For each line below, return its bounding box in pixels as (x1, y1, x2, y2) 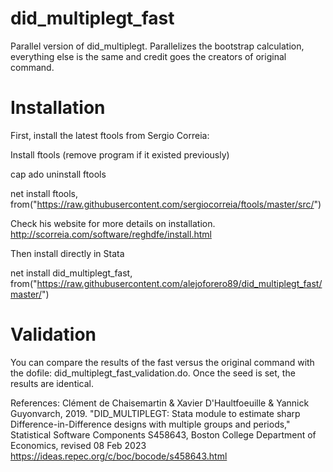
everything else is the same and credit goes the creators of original (10, 50, 287, 62)
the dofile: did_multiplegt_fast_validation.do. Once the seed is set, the (10, 367, 296, 379)
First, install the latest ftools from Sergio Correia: (10, 129, 210, 141)
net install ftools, (10, 187, 78, 199)
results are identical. (10, 377, 95, 389)
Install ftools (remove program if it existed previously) (10, 148, 230, 161)
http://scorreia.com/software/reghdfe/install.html (10, 228, 212, 240)
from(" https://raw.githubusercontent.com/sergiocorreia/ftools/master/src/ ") (10, 198, 322, 210)
